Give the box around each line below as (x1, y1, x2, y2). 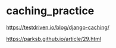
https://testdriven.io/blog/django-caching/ (6, 24, 110, 31)
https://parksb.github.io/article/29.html (6, 35, 102, 42)
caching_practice (6, 4, 95, 18)
